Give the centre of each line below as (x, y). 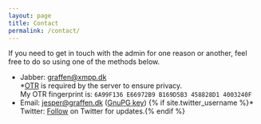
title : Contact (34, 23)
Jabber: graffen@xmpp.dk (63, 78)
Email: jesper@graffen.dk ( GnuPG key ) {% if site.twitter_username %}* (136, 103)
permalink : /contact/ (44, 30)
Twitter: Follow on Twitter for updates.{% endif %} (103, 111)
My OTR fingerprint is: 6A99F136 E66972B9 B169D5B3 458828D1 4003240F (136, 94)
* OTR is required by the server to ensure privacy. (101, 86)
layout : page (30, 16)
